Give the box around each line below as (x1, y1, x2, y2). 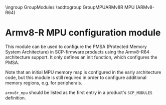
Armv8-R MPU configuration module (5, 27, 161, 38)
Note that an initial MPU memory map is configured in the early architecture (5, 69, 161, 75)
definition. (5, 94, 26, 100)
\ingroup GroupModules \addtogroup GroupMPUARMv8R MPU (5, 4, 135, 10)
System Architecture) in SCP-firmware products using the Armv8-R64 (5, 48, 149, 54)
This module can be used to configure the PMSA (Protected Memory (5, 43, 147, 49)
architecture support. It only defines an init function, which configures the (5, 54, 157, 60)
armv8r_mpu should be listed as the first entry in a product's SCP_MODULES (5, 89, 153, 95)
